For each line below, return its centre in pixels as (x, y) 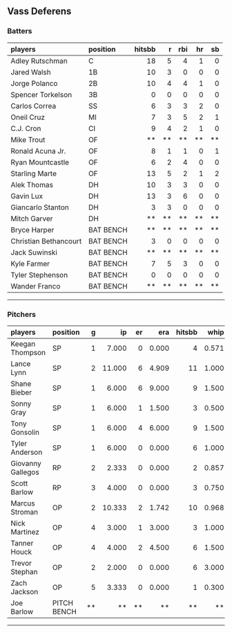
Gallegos (25, 472)
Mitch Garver (32, 218)
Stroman (25, 512)
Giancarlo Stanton (40, 207)
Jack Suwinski (34, 252)
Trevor (21, 563)
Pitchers (22, 314)
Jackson (25, 591)
